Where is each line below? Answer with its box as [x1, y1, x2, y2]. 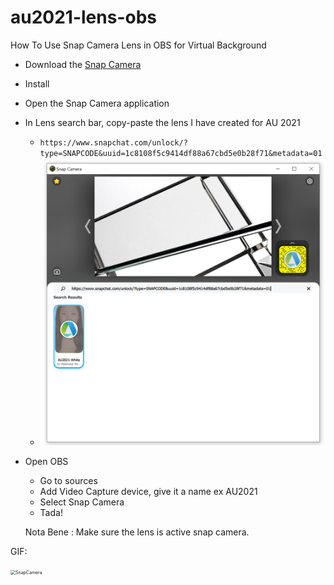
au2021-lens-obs [10, 6, 157, 29]
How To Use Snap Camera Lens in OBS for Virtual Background [10, 39, 267, 51]
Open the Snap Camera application [24, 97, 170, 109]
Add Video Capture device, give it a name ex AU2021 [39, 485, 258, 497]
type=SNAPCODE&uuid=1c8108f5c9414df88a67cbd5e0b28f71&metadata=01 [39, 148, 323, 158]
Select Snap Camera [39, 496, 125, 508]
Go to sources [39, 474, 98, 486]
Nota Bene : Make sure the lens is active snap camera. [24, 526, 250, 538]
